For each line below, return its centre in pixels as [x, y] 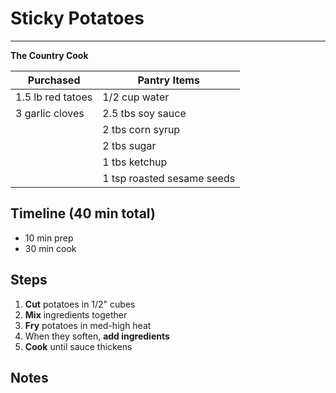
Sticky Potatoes [77, 18]
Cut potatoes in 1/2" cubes [80, 304]
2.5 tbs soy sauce [144, 113]
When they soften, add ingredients [97, 336]
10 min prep [49, 238]
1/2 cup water [136, 97]
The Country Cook [49, 55]
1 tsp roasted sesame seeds [169, 178]
